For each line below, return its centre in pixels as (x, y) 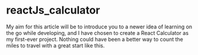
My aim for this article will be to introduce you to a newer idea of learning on (99, 27)
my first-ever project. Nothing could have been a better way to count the (95, 39)
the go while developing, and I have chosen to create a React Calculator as (97, 33)
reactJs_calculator (53, 10)
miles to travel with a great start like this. (55, 46)
